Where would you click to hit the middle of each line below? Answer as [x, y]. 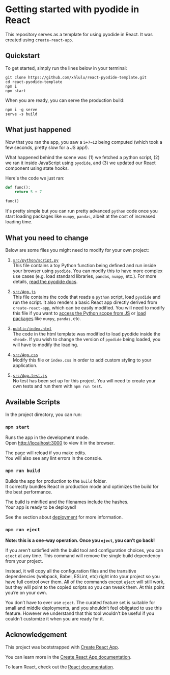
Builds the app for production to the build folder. [56, 481]
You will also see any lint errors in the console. [54, 458]
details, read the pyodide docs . [45, 282]
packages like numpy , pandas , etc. [47, 319]
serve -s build [21, 114]
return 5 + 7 [28, 192]
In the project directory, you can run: [44, 414]
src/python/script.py [35, 261]
